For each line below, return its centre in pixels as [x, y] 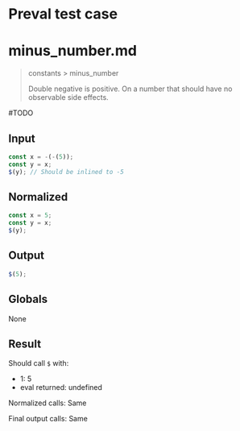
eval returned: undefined [61, 387]
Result [25, 344]
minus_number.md [72, 51]
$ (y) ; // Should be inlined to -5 [66, 172]
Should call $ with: [39, 363]
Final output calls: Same [48, 419]
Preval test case [63, 14]
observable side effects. [68, 97]
